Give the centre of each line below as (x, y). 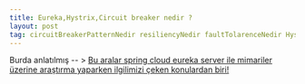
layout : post (34, 26)
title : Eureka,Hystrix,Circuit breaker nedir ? (101, 18)
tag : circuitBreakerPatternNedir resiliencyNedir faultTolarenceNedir (146, 34)
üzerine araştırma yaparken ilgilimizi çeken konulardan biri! (119, 70)
